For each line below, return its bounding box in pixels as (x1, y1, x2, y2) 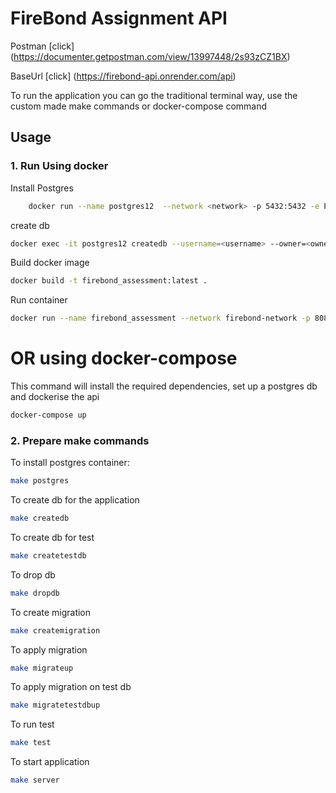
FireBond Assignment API (10, 7, 228, 30)
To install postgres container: (10, 457, 130, 469)
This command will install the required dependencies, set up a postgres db (10, 380, 318, 392)
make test (10, 738, 52, 748)
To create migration (10, 606, 92, 618)
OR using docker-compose (10, 347, 238, 370)
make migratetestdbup (10, 700, 101, 711)
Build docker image (10, 257, 90, 269)
